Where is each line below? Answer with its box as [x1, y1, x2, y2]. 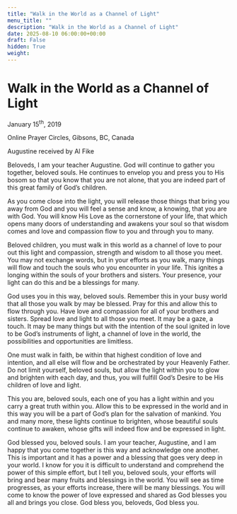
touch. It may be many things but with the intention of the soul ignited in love [7, 322, 231, 331]
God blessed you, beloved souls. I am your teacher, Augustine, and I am [7, 438, 217, 447]
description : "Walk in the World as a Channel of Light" [7, 23, 179, 30]
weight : [7, 50, 30, 57]
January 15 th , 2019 [7, 118, 62, 128]
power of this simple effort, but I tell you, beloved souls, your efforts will [7, 468, 216, 477]
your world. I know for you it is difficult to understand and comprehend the [7, 461, 224, 469]
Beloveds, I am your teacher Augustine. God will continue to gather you [7, 160, 215, 170]
